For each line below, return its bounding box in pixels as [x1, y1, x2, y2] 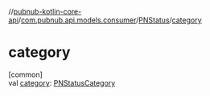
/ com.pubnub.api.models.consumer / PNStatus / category [18, 15, 203, 25]
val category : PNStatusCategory [8, 78, 116, 87]
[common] [8, 70, 43, 79]
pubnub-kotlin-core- [13, 7, 82, 16]
